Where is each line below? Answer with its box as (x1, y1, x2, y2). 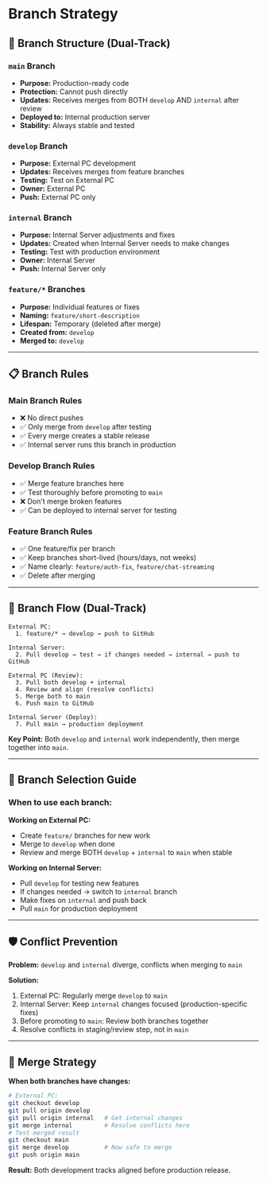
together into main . (8, 742, 69, 752)
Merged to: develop (19, 336, 85, 345)
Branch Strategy (8, 5, 118, 23)
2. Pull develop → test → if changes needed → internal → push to (15, 650, 240, 659)
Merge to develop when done (19, 839, 115, 848)
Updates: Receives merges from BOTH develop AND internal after (19, 95, 240, 104)
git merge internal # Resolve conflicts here (8, 1121, 191, 1130)
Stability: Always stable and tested (19, 120, 135, 130)
